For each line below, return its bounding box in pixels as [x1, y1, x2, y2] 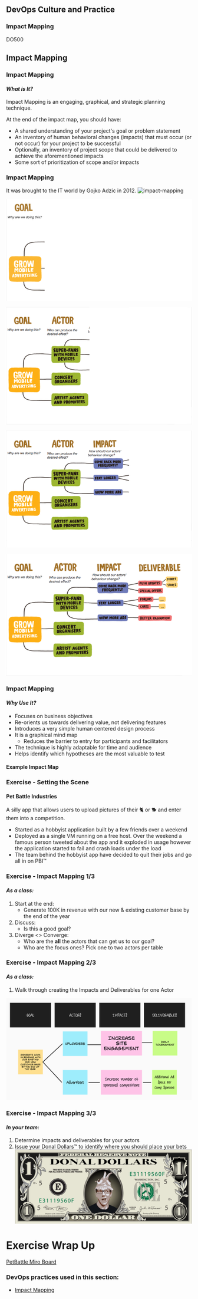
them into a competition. [6, 815, 65, 822]
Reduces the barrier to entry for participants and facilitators [23, 737, 169, 745]
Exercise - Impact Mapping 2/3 [6, 958, 96, 966]
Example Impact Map [6, 764, 59, 771]
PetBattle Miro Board [6, 1258, 57, 1265]
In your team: [6, 1123, 40, 1131]
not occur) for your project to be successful [14, 140, 121, 147]
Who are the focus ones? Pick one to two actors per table [23, 943, 163, 951]
